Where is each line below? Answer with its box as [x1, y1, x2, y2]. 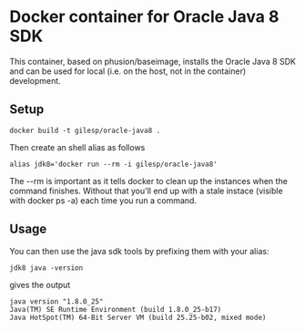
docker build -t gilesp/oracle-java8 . [9, 126, 161, 135]
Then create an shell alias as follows [9, 141, 146, 152]
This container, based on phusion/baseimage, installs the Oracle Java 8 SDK [9, 56, 296, 67]
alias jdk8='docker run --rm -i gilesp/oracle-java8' [9, 160, 219, 169]
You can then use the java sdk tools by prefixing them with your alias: [9, 245, 269, 256]
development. [9, 75, 61, 86]
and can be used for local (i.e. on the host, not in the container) [9, 66, 247, 77]
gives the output [9, 279, 71, 290]
